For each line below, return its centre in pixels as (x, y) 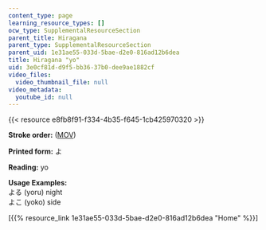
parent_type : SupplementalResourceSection (80, 45)
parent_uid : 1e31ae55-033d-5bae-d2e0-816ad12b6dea (94, 53)
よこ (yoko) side (35, 202)
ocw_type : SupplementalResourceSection (74, 30)
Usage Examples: (38, 183)
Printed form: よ (35, 151)
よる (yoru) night (35, 193)
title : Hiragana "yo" (44, 60)
